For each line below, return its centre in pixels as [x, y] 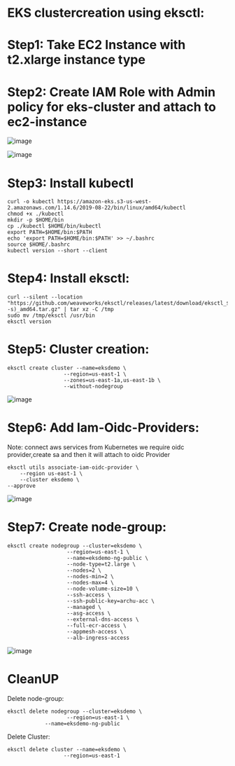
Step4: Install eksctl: [69, 279]
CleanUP [33, 679]
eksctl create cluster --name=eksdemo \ [67, 368]
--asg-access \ [89, 613]
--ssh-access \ [89, 595]
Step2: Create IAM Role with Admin [112, 92]
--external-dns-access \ [103, 620]
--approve [22, 486]
